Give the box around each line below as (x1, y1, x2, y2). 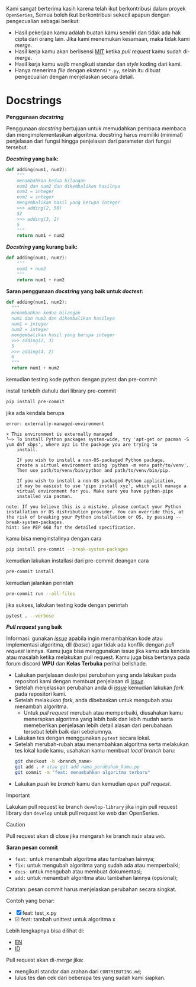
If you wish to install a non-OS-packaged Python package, (17, 457, 166, 463)
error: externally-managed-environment (6, 420, 105, 427)
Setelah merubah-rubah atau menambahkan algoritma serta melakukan (14, 741, 189, 748)
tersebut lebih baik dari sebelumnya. (23, 728, 113, 735)
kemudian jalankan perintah (6, 579, 74, 586)
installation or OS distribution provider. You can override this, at (6, 509, 184, 515)
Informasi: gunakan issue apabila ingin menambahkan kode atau (6, 635, 163, 642)
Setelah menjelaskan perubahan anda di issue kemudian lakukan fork (14, 684, 184, 692)
